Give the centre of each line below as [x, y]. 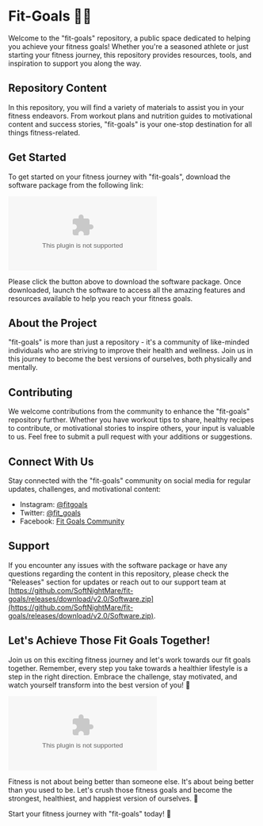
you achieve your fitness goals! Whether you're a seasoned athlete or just [129, 46]
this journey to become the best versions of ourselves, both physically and [130, 359]
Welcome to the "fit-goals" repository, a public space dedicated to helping [130, 38]
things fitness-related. [44, 132]
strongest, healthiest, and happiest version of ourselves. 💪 [103, 798]
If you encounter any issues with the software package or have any [118, 565]
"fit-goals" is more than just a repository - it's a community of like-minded [129, 342]
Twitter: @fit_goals [50, 513]
